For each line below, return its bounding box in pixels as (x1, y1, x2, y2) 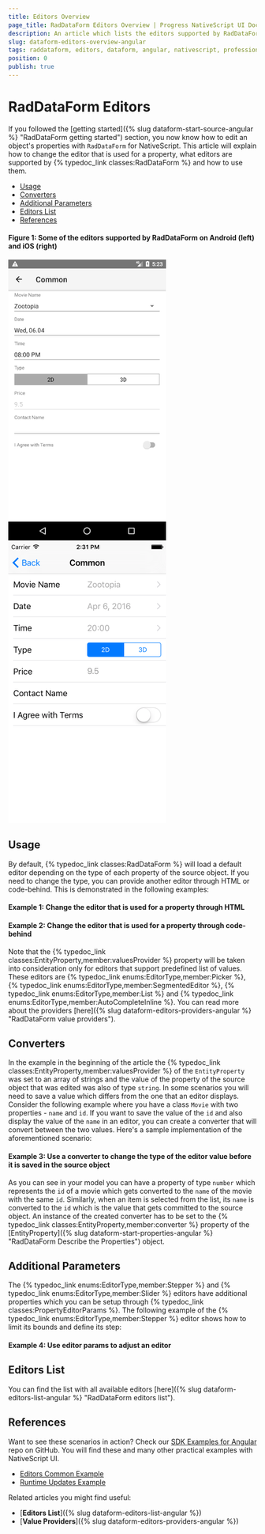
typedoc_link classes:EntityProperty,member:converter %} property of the (8, 1219, 250, 1229)
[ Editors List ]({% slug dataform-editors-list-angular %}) (19, 1508, 203, 1517)
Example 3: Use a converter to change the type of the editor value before (8, 1152, 252, 1161)
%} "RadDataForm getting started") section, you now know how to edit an (8, 132, 248, 142)
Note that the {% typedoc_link (8, 946, 106, 956)
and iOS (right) (8, 241, 58, 251)
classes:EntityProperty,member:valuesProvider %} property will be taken (8, 955, 245, 964)
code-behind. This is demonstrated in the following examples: (8, 884, 209, 894)
